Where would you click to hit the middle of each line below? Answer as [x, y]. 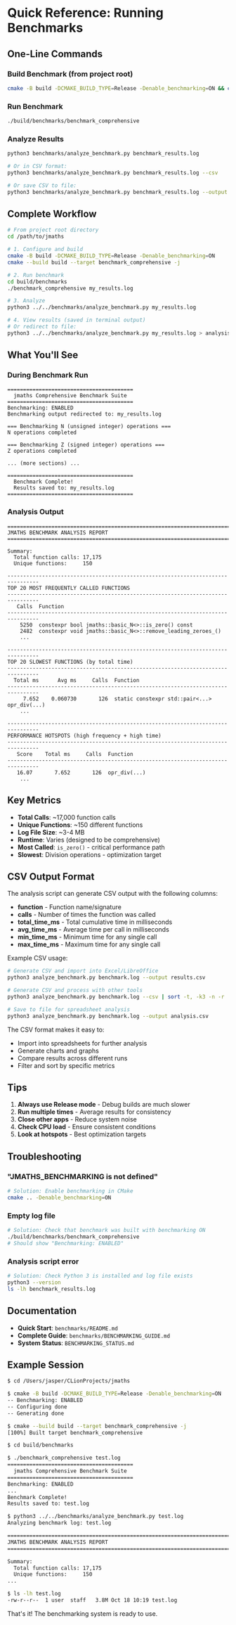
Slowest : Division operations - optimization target [89, 854]
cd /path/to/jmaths [36, 237]
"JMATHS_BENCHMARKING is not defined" [83, 1176]
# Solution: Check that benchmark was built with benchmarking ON [106, 1231]
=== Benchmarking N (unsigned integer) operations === [89, 427]
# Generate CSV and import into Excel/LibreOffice [83, 971]
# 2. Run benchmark [36, 275]
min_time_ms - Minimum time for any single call [87, 937]
